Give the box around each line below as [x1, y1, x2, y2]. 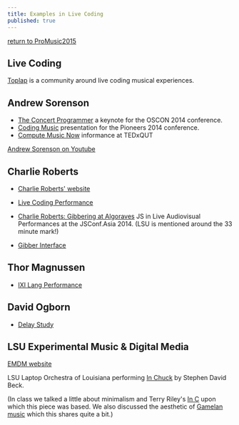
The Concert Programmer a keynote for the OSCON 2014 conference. [17, 116, 223, 125]
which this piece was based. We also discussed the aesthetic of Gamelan [7, 402, 223, 411]
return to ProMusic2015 [7, 36, 76, 45]
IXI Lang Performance [17, 280, 83, 289]
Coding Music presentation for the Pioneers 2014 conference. [17, 123, 200, 132]
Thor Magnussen [7, 262, 86, 274]
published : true [7, 17, 56, 24]
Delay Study [17, 320, 54, 329]
